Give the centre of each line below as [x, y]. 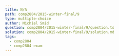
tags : [10, 37]
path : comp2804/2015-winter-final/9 [42, 14]
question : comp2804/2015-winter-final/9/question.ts [60, 28]
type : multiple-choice [28, 19]
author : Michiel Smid [27, 23]
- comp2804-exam [26, 46]
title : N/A [16, 9]
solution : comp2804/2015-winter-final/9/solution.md [60, 32]
